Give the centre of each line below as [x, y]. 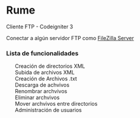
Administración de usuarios [48, 110]
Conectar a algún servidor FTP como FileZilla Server [70, 38]
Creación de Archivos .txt [46, 79]
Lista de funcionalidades [42, 53]
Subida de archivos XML [45, 73]
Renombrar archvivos [41, 91]
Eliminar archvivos [37, 97]
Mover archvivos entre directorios [56, 104]
